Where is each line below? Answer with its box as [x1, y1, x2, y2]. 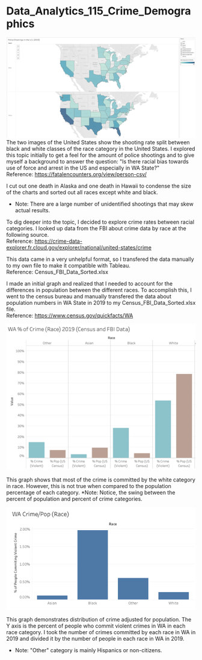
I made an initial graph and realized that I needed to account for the [6, 280, 173, 287]
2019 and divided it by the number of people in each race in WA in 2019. [6, 635, 185, 642]
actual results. [14, 206, 50, 214]
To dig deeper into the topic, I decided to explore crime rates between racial [6, 218, 194, 225]
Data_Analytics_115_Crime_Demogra [6, 4, 191, 18]
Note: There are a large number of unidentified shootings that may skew [14, 200, 194, 207]
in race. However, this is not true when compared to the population [6, 482, 171, 489]
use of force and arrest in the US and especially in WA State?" [6, 164, 160, 171]
